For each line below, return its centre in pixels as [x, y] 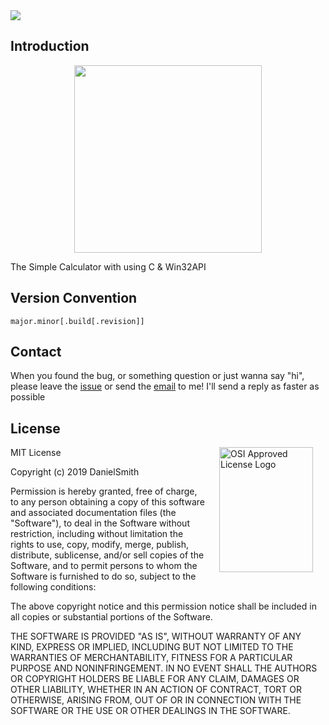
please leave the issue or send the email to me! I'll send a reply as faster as [165, 386]
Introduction [50, 46]
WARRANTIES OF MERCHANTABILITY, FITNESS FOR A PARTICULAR [151, 658]
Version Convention [74, 298]
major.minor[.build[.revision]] [77, 321]
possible [28, 397]
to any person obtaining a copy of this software [108, 502]
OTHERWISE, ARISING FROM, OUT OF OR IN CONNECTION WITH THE [156, 700]
